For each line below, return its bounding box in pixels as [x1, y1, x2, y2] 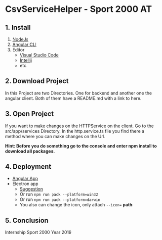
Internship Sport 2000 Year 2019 [5, 229, 72, 236]
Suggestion [19, 186, 43, 192]
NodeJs [12, 36, 29, 42]
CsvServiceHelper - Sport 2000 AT [5, 3, 152, 15]
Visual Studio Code [19, 52, 59, 58]
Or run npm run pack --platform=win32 [19, 192, 98, 197]
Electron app [12, 181, 39, 187]
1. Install [5, 23, 31, 32]
